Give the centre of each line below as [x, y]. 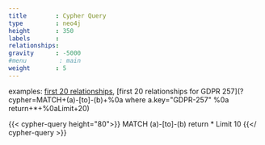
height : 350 [41, 31]
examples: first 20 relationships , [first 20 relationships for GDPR [114, 91]
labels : [34, 38]
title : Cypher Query [57, 16]
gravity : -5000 [45, 53]
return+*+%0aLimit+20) [49, 108]
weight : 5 [38, 68]
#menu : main [45, 61]
